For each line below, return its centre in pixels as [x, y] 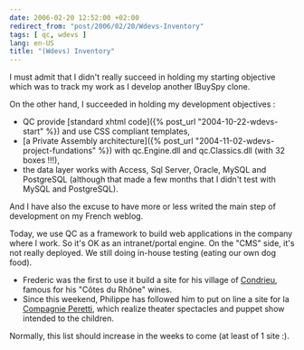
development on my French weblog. [76, 216]
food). [21, 262]
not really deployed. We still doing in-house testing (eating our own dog [142, 253]
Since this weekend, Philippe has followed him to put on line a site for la [156, 299]
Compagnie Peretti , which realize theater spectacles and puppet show [153, 309]
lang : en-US [32, 43]
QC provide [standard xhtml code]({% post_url [109, 122]
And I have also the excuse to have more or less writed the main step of [142, 207]
